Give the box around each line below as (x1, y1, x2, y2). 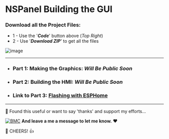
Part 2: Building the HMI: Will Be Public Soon (12, 79, 123, 86)
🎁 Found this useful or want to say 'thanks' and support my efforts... (5, 108, 146, 114)
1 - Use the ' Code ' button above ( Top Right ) (12, 33, 103, 39)
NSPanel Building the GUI (5, 4, 113, 15)
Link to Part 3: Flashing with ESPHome (12, 92, 108, 99)
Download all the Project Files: (5, 22, 81, 29)
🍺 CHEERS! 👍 (5, 128, 34, 134)
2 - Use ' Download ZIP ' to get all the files (12, 38, 99, 44)
